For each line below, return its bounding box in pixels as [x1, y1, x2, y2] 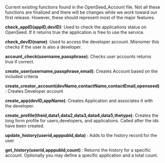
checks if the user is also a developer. [5, 44, 82, 50]
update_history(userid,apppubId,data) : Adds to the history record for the [5, 133, 158, 138]
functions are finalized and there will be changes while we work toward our [5, 9, 158, 15]
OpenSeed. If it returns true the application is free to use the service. [5, 29, 145, 35]
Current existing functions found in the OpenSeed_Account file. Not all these [5, 4, 161, 10]
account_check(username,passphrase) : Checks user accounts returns [5, 54, 152, 59]
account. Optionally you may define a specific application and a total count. [5, 152, 159, 158]
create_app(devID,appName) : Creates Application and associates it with [5, 98, 153, 104]
